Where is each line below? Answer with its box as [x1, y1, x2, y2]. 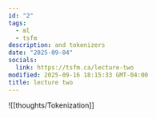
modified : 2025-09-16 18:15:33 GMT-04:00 [8, 71, 149, 79]
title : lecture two [8, 78, 74, 86]
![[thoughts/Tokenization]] [8, 100, 94, 110]
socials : [8, 57, 38, 65]
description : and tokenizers [8, 41, 106, 49]
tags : [8, 19, 26, 27]
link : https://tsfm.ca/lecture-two [15, 64, 134, 72]
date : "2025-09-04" [8, 49, 74, 57]
